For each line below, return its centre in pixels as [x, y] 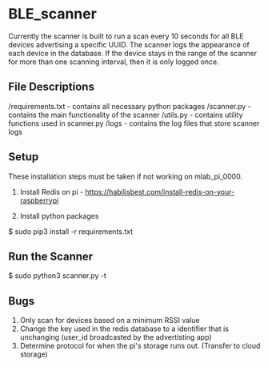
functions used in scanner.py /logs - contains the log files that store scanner [134, 123]
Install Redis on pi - [52, 192]
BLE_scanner [53, 14]
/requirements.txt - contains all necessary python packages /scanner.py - [130, 106]
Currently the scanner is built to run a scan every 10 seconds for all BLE [126, 36]
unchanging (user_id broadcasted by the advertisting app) [116, 337]
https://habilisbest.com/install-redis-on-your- [160, 192]
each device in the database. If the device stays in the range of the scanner [133, 53]
